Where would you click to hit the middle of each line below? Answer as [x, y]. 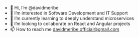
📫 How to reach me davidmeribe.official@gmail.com [64, 29]
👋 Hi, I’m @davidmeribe [34, 8]
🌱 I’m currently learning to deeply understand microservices [72, 18]
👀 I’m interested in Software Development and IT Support [69, 13]
